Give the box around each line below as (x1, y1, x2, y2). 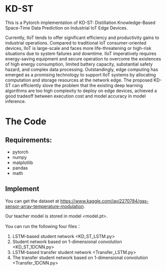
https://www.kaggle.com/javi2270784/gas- (60, 198, 149, 204)
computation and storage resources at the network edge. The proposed (5, 77, 153, 83)
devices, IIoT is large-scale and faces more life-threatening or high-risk (5, 45, 152, 51)
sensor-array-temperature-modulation (5, 203, 84, 209)
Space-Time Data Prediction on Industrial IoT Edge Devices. (5, 24, 128, 30)
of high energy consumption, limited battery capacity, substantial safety (5, 61, 153, 67)
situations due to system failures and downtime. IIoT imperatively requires (5, 50, 157, 56)
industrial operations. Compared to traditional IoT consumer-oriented (5, 39, 147, 45)
